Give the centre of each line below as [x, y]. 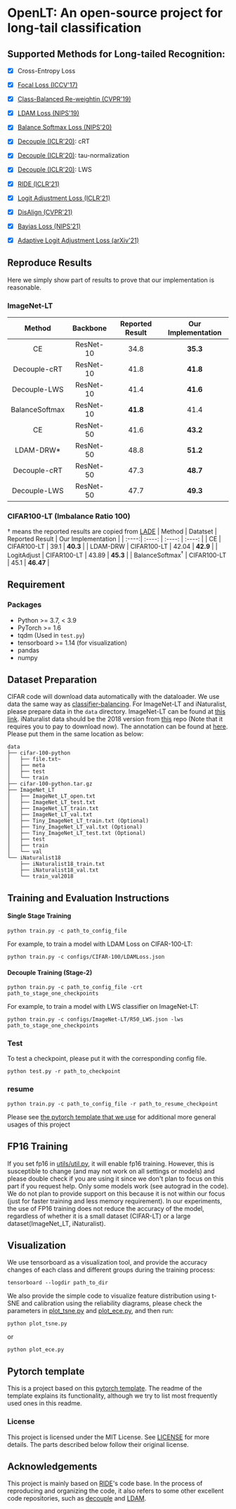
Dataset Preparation [52, 679]
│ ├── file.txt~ [34, 759]
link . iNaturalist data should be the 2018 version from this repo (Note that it [115, 719]
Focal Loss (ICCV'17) [48, 85]
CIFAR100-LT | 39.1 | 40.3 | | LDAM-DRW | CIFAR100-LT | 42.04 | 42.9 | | [112, 547]
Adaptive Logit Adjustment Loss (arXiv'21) [78, 240]
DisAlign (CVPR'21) [45, 212]
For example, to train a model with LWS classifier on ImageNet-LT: [103, 1007]
